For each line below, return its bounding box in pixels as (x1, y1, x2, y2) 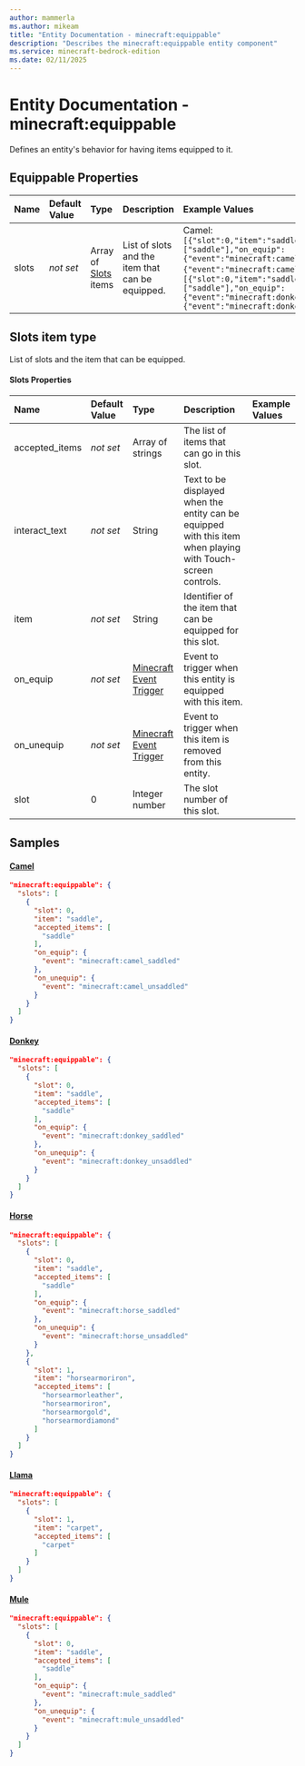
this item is (182, 733, 230, 745)
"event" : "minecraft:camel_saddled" (42, 957, 181, 966)
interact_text (14, 524, 67, 537)
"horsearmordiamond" (42, 1416, 120, 1426)
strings (132, 447, 162, 459)
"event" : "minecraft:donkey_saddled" (42, 1131, 184, 1140)
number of (182, 793, 229, 805)
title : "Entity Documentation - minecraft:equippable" (9, 30, 221, 39)
